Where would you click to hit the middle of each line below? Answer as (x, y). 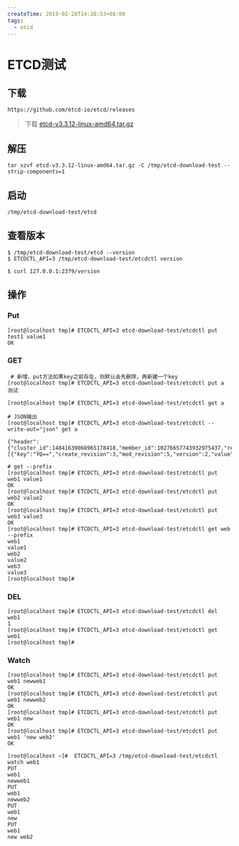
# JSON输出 (22, 417)
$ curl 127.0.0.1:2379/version (54, 271)
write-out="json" (33, 429)
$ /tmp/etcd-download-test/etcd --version (71, 252)
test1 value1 (27, 336)
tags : (15, 21)
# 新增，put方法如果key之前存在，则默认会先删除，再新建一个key (94, 377)
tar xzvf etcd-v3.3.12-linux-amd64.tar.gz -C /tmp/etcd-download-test (114, 166)
